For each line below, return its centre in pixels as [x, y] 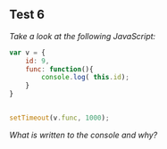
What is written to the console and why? [83, 135]
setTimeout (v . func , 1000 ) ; [59, 118]
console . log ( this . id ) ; [85, 78]
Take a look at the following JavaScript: [83, 36]
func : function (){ [59, 69]
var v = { [28, 53]
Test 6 [27, 15]
